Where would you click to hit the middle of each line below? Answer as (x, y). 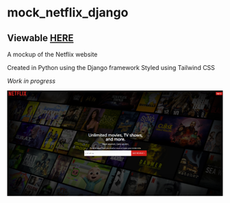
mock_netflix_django (68, 13)
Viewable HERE (40, 38)
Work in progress (31, 81)
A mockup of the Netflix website (52, 54)
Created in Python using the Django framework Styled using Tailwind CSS (111, 68)
